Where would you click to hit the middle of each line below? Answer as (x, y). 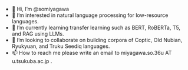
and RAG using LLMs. (38, 34)
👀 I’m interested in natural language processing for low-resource (90, 15)
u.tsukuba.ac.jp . (32, 61)
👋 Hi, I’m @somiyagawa (40, 9)
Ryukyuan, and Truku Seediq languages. (61, 46)
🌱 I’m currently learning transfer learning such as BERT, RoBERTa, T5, (96, 27)
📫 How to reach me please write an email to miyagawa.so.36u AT (92, 53)
